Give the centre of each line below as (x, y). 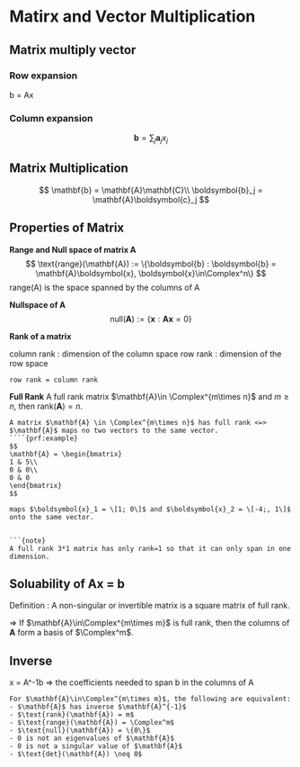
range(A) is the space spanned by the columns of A (105, 287)
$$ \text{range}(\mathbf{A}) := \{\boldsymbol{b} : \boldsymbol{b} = (151, 264)
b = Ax (22, 95)
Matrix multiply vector (73, 50)
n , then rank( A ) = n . (46, 406)
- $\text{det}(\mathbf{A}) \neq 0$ (76, 754)
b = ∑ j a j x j (151, 139)
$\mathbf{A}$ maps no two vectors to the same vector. (114, 430)
